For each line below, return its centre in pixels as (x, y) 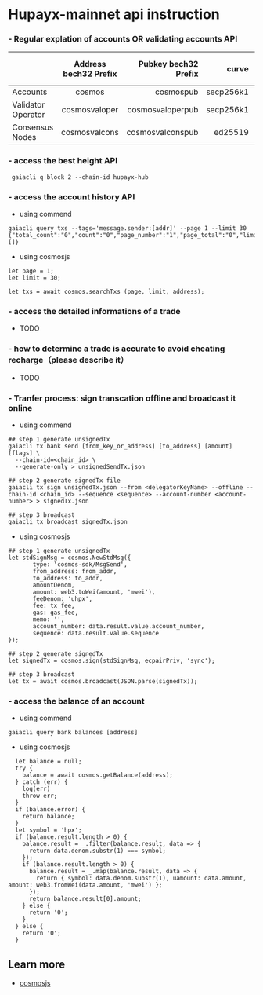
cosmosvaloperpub (163, 110)
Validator (29, 105)
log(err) (36, 789)
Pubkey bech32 (168, 64)
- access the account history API (72, 196)
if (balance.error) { (50, 810)
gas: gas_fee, (56, 613)
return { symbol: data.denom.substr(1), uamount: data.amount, (141, 878)
